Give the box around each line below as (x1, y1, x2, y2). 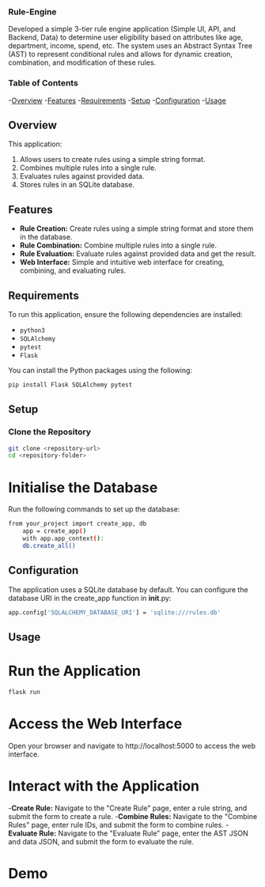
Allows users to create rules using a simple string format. (19, 155, 206, 164)
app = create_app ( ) (22, 527, 87, 535)
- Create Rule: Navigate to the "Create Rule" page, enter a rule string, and (8, 803, 248, 813)
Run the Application (8, 662, 141, 680)
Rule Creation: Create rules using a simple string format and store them (19, 224, 254, 233)
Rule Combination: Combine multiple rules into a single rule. (19, 240, 218, 251)
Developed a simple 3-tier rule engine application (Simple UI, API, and (8, 25, 236, 34)
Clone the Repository (8, 426, 92, 437)
